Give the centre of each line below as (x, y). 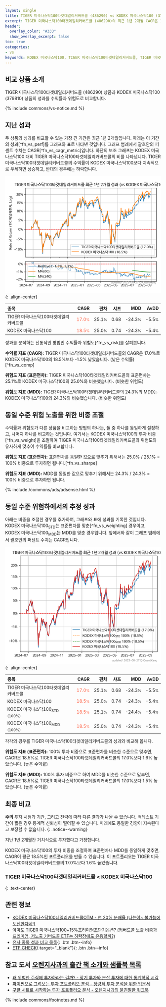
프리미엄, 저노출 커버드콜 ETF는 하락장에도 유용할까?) (63, 936)
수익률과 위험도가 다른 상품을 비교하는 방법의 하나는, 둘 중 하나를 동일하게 (76, 428)
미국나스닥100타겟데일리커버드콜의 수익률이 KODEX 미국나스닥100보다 (73, 163)
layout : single (21, 10)
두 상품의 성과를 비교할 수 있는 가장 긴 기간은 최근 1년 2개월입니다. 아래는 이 (78, 138)
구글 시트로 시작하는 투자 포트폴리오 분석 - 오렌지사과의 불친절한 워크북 (81, 990)
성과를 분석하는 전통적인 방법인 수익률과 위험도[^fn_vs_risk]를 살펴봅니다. (76, 342)
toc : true (15, 42)
